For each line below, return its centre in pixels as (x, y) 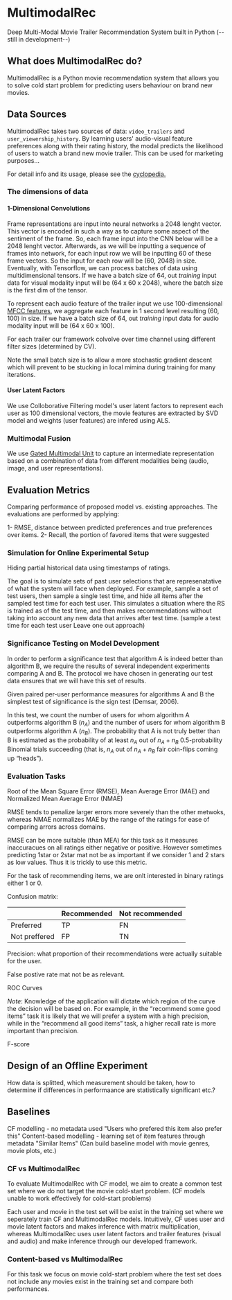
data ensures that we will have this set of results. (77, 680)
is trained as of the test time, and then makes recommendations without (110, 611)
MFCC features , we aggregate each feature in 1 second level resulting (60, (113, 310)
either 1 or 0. (25, 883)
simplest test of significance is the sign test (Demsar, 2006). (93, 701)
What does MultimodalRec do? (75, 61)
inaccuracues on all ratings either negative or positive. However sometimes (115, 847)
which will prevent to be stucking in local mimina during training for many (111, 367)
